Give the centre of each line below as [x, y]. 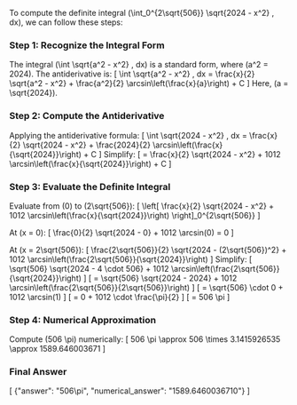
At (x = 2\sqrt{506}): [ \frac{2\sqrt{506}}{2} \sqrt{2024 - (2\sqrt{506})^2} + [148, 250]
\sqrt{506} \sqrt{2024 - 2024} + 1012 [169, 278]
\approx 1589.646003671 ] [58, 349]
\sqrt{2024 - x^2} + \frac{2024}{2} [86, 145]
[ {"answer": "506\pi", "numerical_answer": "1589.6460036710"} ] [130, 391]
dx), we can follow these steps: [66, 22]
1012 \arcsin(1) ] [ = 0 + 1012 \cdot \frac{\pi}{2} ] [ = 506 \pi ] [120, 297]
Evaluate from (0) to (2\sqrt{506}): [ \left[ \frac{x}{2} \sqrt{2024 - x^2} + [142, 206]
